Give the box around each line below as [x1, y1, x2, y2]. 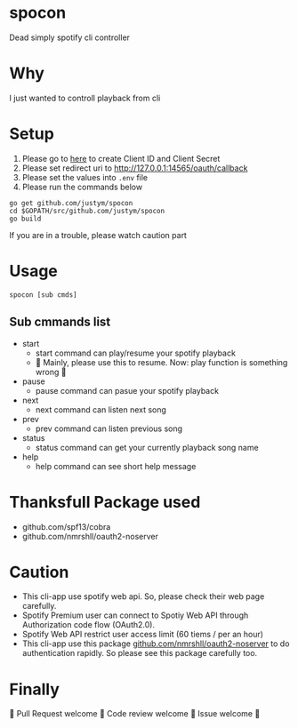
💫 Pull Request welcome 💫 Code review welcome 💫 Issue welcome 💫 [9, 708, 261, 719]
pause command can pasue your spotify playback [35, 385, 220, 396]
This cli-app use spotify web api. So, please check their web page [21, 591, 265, 602]
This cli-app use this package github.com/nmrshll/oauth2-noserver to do [21, 638, 290, 649]
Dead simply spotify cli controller [9, 32, 131, 43]
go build [9, 214, 42, 223]
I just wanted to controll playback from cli [9, 92, 161, 103]
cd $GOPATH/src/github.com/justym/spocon [9, 206, 165, 215]
